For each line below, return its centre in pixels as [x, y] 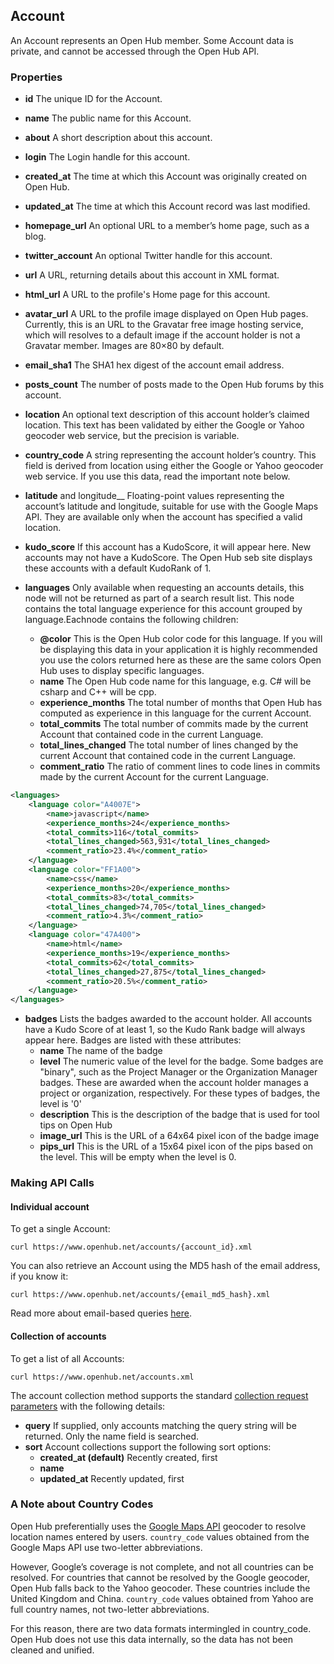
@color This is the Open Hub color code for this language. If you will [181, 639]
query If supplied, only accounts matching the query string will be [160, 1425]
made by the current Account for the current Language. [154, 777]
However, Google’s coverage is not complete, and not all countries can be [162, 1566]
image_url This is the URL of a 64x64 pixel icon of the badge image [179, 1136]
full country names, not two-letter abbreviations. [110, 1609]
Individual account [50, 1206]
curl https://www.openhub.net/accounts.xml [102, 1377]
